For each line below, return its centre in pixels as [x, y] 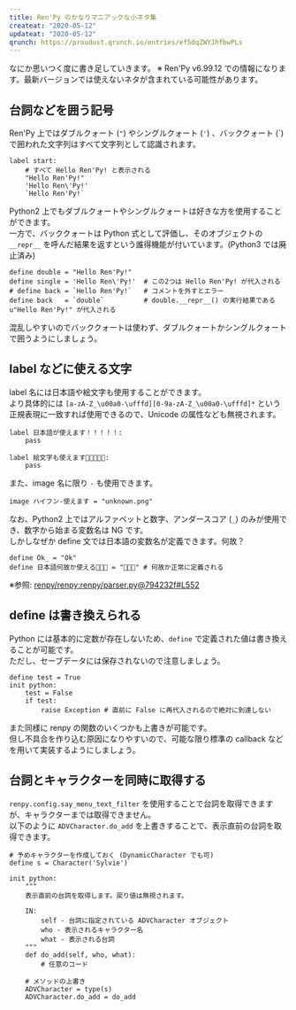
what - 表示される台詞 [78, 939]
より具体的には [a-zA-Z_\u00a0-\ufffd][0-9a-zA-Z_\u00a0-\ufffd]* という [145, 403]
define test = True [45, 677]
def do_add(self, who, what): [81, 955]
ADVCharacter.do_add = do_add [81, 997]
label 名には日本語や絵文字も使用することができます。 [107, 392]
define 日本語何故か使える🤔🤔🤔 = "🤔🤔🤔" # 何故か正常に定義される [116, 567]
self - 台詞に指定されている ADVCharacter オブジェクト [135, 921]
